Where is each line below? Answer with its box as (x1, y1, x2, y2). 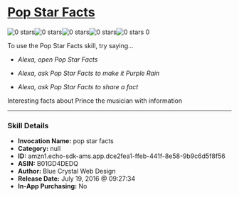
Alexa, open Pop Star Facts (17, 55, 98, 64)
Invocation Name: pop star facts (17, 137, 114, 145)
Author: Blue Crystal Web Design (17, 167, 116, 176)
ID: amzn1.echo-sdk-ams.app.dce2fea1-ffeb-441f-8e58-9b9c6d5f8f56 (17, 152, 225, 160)
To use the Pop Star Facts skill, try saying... (7, 41, 134, 50)
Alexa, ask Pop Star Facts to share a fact (17, 82, 139, 91)
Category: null (17, 145, 61, 153)
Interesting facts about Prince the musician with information (7, 96, 183, 105)
